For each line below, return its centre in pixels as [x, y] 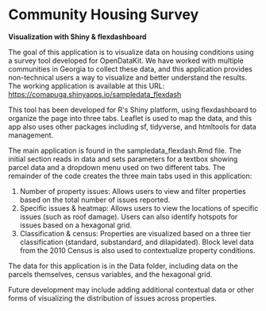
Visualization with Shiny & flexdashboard [77, 37]
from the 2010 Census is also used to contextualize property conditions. [137, 250]
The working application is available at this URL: [87, 86]
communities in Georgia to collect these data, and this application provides [130, 68]
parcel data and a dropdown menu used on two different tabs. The [117, 167]
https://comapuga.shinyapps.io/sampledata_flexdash [95, 94]
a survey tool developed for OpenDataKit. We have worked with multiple [126, 60]
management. [31, 135]
